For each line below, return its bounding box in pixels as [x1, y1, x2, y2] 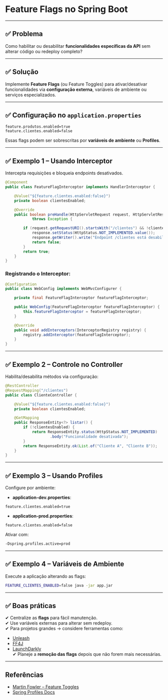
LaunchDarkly [12, 646, 41, 652]
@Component [5, 180, 28, 185]
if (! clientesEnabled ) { [23, 425, 75, 430]
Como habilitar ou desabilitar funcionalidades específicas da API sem [5, 43, 151, 49]
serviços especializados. [5, 91, 56, 97]
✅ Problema [5, 30, 43, 38]
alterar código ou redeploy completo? [5, 48, 82, 54]
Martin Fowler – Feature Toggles [12, 684, 79, 690]
